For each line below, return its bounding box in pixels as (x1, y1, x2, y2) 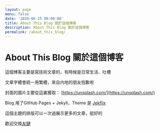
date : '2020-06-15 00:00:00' (5, 16, 64, 21)
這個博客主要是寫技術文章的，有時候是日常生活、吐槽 (5, 69, 111, 75)
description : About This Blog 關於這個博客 (5, 25, 89, 30)
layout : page (5, 7, 31, 12)
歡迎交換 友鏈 (5, 120, 30, 126)
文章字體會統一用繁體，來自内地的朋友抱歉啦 (5, 79, 94, 85)
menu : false (5, 12, 29, 16)
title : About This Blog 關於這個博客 (5, 20, 77, 26)
